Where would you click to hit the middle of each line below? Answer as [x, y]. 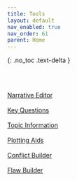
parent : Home [26, 40]
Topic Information [33, 125]
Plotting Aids [26, 140]
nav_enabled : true [34, 27]
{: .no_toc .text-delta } [39, 60]
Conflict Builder [30, 156]
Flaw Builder [25, 170]
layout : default [31, 21]
